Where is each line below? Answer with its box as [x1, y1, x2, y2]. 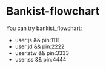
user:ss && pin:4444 [15, 56, 67, 63]
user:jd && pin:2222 [15, 43, 65, 50]
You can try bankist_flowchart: [6, 24, 82, 32]
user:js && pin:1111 [15, 36, 60, 43]
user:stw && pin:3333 [15, 49, 70, 56]
